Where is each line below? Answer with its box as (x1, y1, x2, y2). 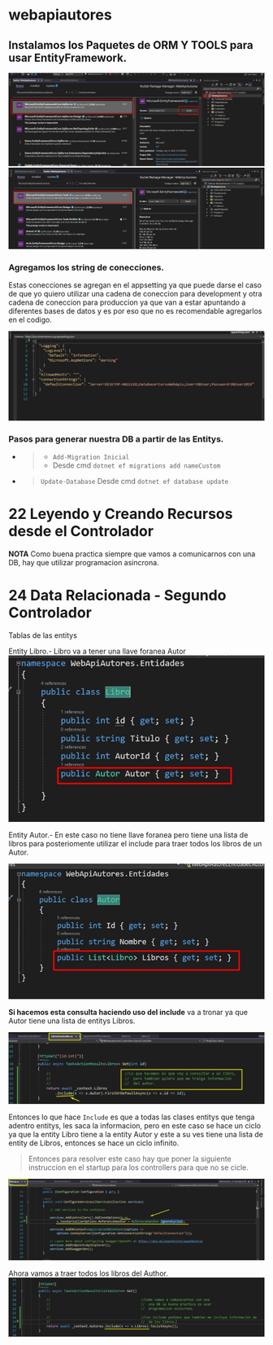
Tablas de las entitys (8, 630, 77, 640)
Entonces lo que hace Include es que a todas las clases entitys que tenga (8, 1112, 255, 1122)
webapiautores (8, 6, 112, 24)
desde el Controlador (8, 522, 154, 541)
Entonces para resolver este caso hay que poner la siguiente (28, 1154, 232, 1164)
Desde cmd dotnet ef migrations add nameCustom (52, 460, 221, 470)
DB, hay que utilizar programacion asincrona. (8, 557, 160, 567)
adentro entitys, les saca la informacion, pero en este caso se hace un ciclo (8, 1121, 262, 1131)
